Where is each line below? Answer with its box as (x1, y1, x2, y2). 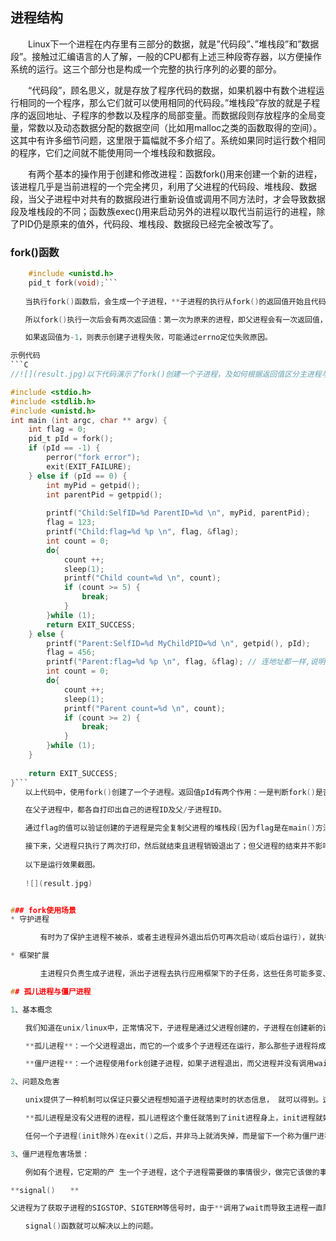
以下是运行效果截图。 (24, 859, 100, 870)
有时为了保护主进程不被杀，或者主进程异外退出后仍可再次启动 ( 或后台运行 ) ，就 (39, 933, 318, 943)
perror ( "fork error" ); (46, 453, 141, 463)
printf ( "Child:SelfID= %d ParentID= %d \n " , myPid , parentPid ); (46, 508, 311, 518)
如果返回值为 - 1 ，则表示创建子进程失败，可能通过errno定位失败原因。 (24, 333, 273, 343)
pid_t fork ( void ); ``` (28, 278, 118, 288)
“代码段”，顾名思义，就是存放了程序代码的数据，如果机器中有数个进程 (27, 84, 317, 96)
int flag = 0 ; (28, 424, 87, 435)
